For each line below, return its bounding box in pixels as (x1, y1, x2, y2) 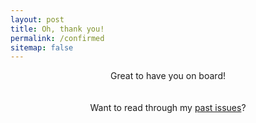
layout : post (10, 14, 65, 25)
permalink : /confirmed (10, 33, 105, 43)
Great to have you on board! (110, 70, 226, 82)
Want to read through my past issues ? (89, 102, 247, 114)
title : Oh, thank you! (10, 24, 105, 34)
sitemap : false (10, 42, 74, 53)
